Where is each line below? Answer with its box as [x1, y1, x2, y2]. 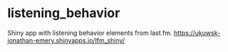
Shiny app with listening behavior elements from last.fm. [7, 28, 172, 37]
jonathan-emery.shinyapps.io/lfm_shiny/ [7, 36, 125, 44]
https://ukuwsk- [173, 28, 221, 37]
